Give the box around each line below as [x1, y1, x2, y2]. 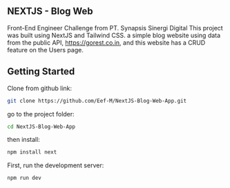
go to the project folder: [7, 109, 75, 118]
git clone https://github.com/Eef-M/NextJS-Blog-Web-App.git [7, 97, 187, 104]
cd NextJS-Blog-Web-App [7, 123, 76, 130]
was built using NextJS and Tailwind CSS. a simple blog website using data [7, 31, 221, 39]
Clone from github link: [7, 84, 73, 92]
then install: [7, 136, 40, 144]
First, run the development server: [7, 161, 104, 169]
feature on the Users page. [7, 45, 84, 54]
